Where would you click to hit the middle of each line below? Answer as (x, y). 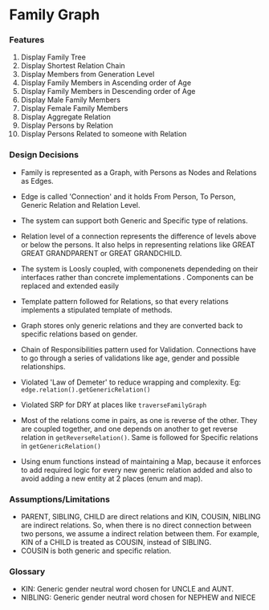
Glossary (27, 571)
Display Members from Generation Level (88, 75)
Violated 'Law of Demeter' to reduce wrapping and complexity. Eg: (131, 382)
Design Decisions (44, 155)
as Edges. (37, 181)
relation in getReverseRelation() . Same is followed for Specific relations (139, 437)
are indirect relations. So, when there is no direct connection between (136, 525)
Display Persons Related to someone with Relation (104, 134)
